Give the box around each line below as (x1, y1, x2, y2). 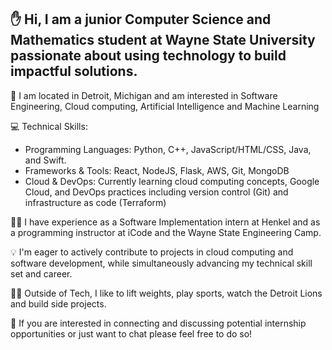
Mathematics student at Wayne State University (10, 32, 316, 49)
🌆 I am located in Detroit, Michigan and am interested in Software (10, 89, 278, 101)
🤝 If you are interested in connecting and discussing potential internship (10, 317, 307, 329)
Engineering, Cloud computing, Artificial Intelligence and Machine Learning (10, 100, 320, 112)
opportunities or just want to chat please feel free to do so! (10, 327, 253, 340)
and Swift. (24, 154, 67, 166)
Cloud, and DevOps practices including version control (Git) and (24, 186, 289, 198)
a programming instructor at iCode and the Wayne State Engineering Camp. (10, 226, 322, 238)
